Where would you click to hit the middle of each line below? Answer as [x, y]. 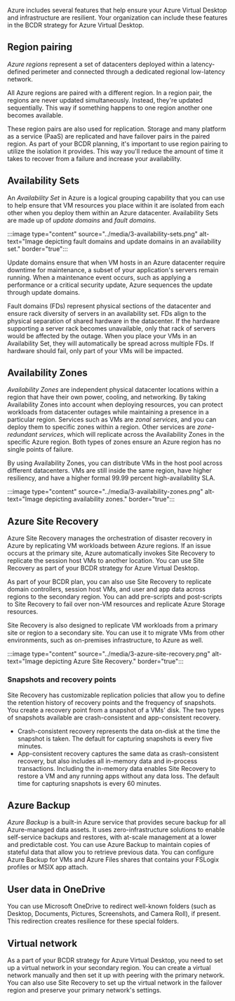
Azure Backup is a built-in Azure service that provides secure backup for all [117, 822]
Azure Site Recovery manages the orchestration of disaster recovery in [110, 538]
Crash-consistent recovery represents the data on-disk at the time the [119, 731]
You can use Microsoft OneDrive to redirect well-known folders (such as [112, 906]
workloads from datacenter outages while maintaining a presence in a [108, 412]
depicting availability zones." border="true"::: [110, 499]
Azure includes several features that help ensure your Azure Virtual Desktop [117, 10]
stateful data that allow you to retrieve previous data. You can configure [110, 852]
